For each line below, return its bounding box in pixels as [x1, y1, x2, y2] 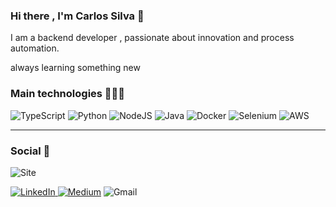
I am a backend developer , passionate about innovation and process [10, 32, 295, 44]
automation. [10, 42, 60, 54]
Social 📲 [10, 144, 51, 158]
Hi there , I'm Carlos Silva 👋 [10, 9, 145, 23]
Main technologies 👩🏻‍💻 [10, 87, 126, 101]
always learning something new [10, 62, 141, 74]
